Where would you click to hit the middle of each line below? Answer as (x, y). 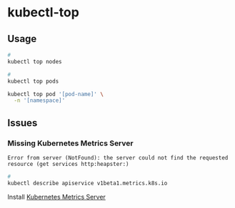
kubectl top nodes (35, 61)
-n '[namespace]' (40, 100)
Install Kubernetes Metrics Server (56, 197)
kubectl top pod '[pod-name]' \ (55, 94)
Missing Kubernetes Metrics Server (70, 143)
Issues (22, 123)
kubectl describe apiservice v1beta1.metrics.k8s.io (87, 183)
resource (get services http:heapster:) (69, 164)
